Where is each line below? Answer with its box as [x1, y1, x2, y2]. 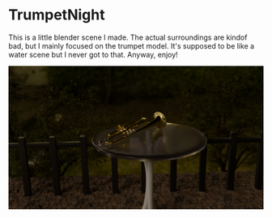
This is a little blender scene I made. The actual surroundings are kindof [8, 32, 248, 42]
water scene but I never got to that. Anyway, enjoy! [8, 49, 178, 59]
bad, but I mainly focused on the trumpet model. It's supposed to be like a [8, 41, 255, 50]
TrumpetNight [8, 6, 105, 24]
